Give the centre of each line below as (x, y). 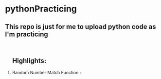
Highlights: (29, 61)
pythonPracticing (41, 9)
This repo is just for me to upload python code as (81, 27)
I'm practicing (27, 34)
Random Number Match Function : (46, 72)
